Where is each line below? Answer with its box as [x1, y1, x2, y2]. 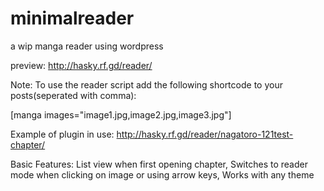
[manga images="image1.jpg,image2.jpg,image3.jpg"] [10, 108, 232, 121]
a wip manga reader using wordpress [10, 40, 164, 52]
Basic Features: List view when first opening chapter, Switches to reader [10, 158, 308, 170]
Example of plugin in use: [10, 128, 115, 140]
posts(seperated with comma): [10, 89, 137, 101]
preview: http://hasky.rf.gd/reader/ [10, 59, 153, 71]
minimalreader [10, 7, 135, 30]
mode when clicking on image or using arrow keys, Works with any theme [10, 168, 315, 181]
